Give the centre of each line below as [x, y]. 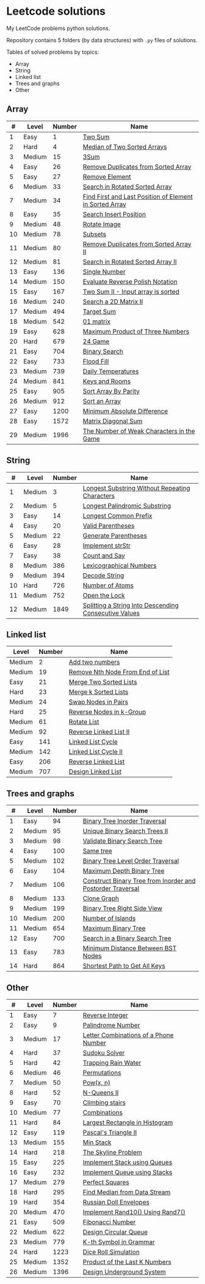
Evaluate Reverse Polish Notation [130, 281]
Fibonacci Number [109, 1222]
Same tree [98, 851]
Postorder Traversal [111, 889]
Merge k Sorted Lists [99, 692]
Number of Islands [109, 919]
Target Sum [99, 311]
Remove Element [107, 177]
